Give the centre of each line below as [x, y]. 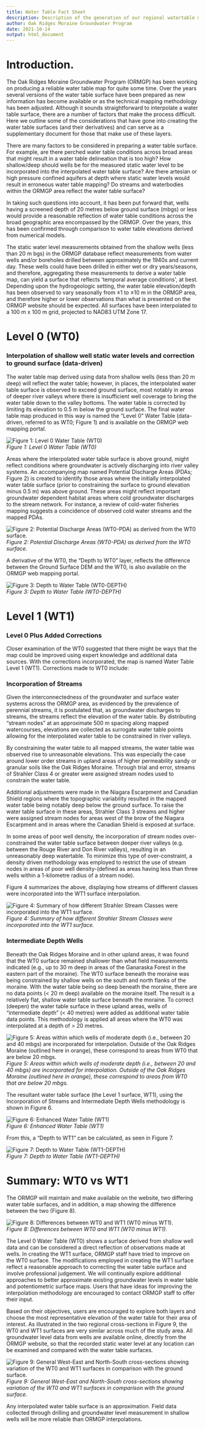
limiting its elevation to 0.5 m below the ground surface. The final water [96, 409]
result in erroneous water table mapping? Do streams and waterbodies [95, 184]
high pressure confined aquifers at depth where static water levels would [98, 178]
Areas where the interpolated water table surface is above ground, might [98, 459]
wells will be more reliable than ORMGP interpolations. [74, 1419]
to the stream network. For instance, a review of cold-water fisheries [92, 504]
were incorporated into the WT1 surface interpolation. [74, 894]
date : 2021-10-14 [28, 29]
